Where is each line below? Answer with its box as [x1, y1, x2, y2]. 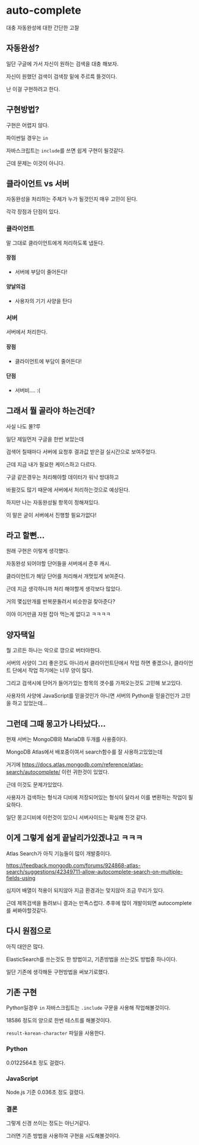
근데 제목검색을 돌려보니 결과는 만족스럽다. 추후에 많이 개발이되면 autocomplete [6, 899, 192, 906]
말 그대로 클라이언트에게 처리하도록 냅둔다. [6, 239, 105, 246]
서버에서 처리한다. [6, 328, 48, 335]
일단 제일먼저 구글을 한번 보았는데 [6, 435, 84, 443]
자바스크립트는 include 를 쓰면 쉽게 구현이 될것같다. [6, 147, 125, 154]
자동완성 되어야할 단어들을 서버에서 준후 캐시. [6, 560, 111, 567]
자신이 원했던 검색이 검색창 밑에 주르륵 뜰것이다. [6, 73, 118, 80]
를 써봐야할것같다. [6, 907, 48, 914]
